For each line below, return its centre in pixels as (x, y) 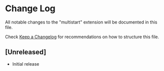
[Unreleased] (26, 52)
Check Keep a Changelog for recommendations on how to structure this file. (82, 37)
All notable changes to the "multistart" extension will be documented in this (81, 22)
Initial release (26, 64)
